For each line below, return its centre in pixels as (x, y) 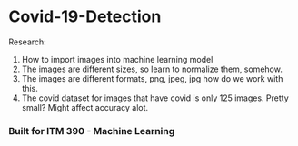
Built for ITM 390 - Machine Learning (92, 131)
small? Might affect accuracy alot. (85, 107)
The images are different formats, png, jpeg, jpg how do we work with (152, 78)
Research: (27, 42)
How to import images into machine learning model (117, 59)
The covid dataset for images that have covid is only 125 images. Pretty (155, 98)
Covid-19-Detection (85, 17)
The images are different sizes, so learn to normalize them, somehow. (152, 69)
